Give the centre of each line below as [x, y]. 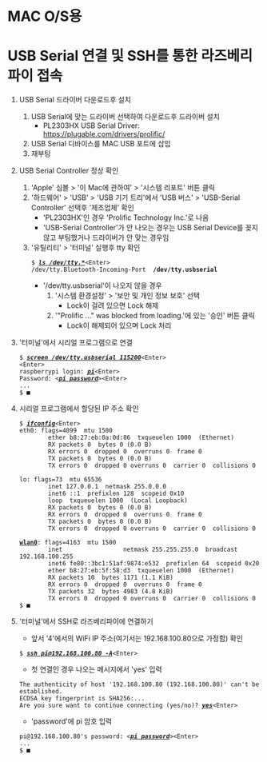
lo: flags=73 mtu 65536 [60, 480]
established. [41, 692]
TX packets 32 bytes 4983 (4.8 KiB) [111, 592]
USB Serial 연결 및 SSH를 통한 [103, 56]
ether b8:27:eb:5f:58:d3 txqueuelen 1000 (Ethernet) [141, 571]
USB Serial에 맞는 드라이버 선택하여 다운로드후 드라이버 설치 [126, 117]
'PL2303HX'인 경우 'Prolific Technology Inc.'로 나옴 [126, 217]
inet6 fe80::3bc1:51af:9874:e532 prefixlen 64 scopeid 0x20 [154, 564]
